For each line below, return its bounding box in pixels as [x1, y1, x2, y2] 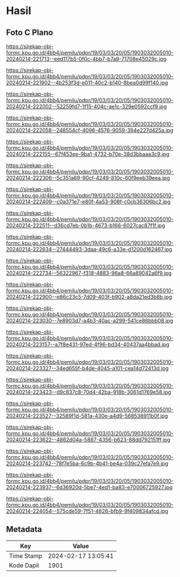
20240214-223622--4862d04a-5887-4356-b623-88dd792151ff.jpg [6, 436, 171, 443]
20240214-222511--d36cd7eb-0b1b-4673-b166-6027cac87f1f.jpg [6, 222, 165, 229]
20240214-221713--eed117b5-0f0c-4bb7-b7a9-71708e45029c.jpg [6, 56, 167, 62]
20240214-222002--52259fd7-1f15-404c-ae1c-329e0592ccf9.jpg [6, 103, 167, 110]
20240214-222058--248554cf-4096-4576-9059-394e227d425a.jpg [6, 127, 174, 134]
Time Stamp [9, 552, 43, 560]
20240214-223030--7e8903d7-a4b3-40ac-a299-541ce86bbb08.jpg [6, 317, 174, 324]
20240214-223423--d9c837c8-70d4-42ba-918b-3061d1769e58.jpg [6, 388, 171, 395]
